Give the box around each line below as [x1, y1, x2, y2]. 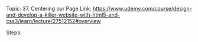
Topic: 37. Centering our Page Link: [6, 5, 92, 12]
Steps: [6, 29, 22, 36]
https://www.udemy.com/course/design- [92, 5, 192, 12]
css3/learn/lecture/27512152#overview [6, 18, 101, 24]
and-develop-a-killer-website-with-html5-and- [6, 11, 120, 18]
